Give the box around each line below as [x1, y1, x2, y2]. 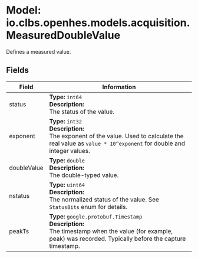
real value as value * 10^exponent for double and [49, 139, 186, 148]
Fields [6, 66, 29, 76]
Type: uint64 [49, 181, 85, 189]
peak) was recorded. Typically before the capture [49, 234, 186, 243]
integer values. [49, 146, 90, 155]
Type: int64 [49, 93, 82, 101]
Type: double [49, 156, 85, 164]
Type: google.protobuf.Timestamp [49, 212, 143, 220]
